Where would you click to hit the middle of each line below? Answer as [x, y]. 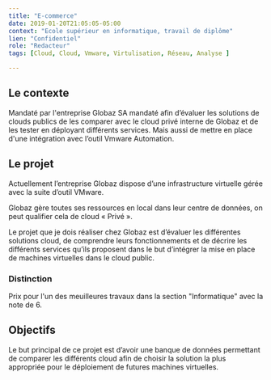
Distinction [30, 278]
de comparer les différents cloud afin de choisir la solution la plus [117, 358]
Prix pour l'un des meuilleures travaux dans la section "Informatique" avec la [136, 296]
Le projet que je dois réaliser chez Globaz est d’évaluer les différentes [125, 232]
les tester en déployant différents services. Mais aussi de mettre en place [131, 129]
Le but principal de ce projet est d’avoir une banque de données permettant [134, 349]
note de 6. [25, 305]
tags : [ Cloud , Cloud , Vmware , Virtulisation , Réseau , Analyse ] [119, 53]
